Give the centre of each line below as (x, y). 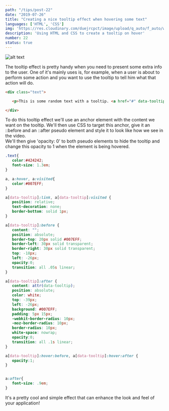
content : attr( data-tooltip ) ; (44, 286)
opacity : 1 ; (23, 361)
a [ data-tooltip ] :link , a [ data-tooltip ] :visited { (58, 197)
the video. (16, 136)
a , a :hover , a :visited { (30, 179)
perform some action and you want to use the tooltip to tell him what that (80, 77)
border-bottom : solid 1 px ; (40, 212)
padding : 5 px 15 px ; (32, 314)
